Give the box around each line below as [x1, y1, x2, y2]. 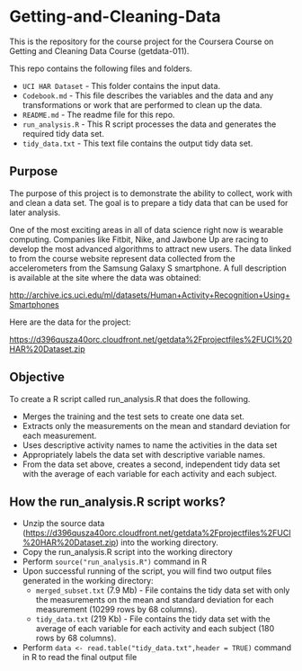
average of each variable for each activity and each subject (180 [35, 623, 275, 634]
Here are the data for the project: [9, 317, 132, 327]
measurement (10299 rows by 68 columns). [35, 604, 198, 615]
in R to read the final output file [22, 652, 138, 663]
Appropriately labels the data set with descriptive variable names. [22, 449, 265, 460]
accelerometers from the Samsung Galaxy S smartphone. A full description [9, 263, 288, 273]
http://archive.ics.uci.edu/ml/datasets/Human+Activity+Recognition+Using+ [9, 290, 290, 300]
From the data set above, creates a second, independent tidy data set [22, 459, 280, 470]
